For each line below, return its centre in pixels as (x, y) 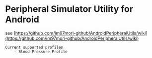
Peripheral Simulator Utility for (69, 9)
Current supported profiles (34, 47)
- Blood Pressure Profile (41, 52)
